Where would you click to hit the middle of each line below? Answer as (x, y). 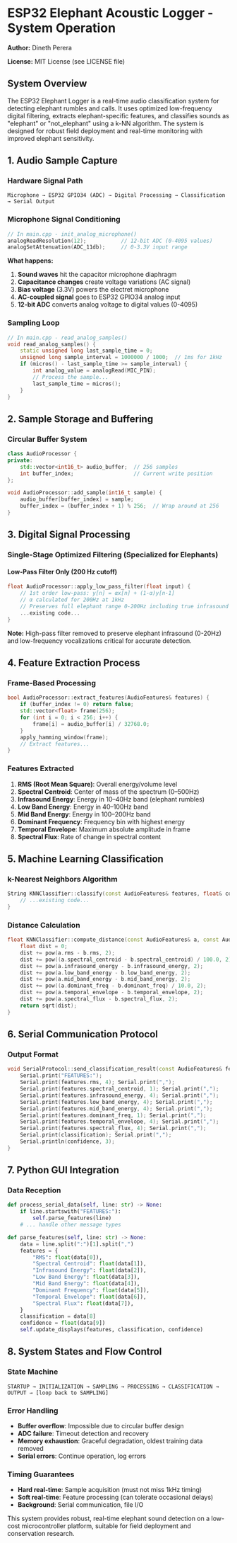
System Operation (62, 28)
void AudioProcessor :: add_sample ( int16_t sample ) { (85, 493)
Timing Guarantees (41, 1474)
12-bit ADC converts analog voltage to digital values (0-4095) (108, 304)
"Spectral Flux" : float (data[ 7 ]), (83, 1303)
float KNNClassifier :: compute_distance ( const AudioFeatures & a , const (113, 940)
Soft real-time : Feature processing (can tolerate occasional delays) (115, 1497)
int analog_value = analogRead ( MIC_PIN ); (95, 371)
